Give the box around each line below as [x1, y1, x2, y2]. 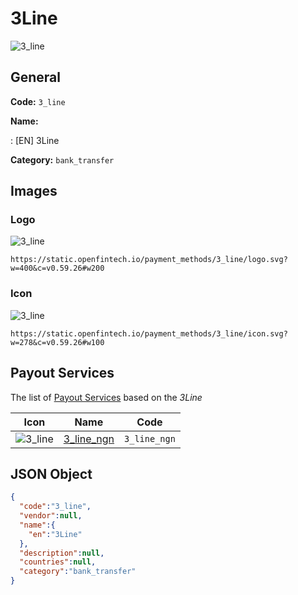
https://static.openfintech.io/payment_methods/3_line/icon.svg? [10, 328, 288, 339]
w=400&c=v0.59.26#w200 [10, 263, 105, 274]
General [10, 69, 62, 86]
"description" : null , [19, 548, 105, 558]
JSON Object [10, 465, 93, 482]
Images [10, 183, 58, 200]
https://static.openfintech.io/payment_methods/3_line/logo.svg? [10, 255, 288, 265]
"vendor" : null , [19, 511, 83, 521]
